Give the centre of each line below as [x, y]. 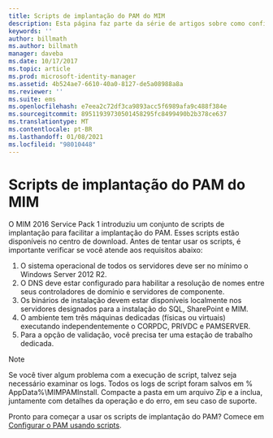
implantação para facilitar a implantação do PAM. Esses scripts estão [124, 233]
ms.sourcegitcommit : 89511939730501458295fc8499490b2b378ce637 [118, 115]
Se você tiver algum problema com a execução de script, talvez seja [123, 375]
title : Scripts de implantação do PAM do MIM [87, 16]
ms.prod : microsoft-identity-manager [72, 76]
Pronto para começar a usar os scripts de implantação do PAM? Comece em [136, 417]
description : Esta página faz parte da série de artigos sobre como [127, 24]
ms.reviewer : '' [36, 91]
